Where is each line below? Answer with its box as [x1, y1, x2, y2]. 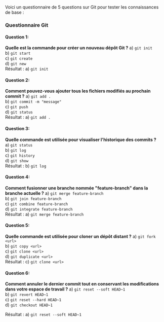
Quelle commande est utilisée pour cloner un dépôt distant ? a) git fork [5, 233, 156, 239]
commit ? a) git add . [5, 93, 51, 99]
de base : [5, 9, 24, 15]
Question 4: [5, 174, 30, 180]
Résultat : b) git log [5, 163, 46, 169]
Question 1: [5, 34, 29, 40]
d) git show [5, 157, 29, 163]
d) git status [5, 109, 33, 115]
